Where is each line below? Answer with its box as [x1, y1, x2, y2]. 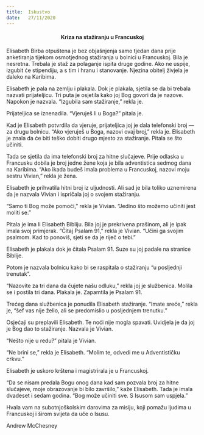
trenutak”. [6, 270, 31, 278]
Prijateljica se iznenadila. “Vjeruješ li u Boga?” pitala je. [6, 109, 144, 117]
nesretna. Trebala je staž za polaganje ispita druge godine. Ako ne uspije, [6, 60, 191, 67]
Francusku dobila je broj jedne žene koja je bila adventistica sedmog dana [6, 159, 192, 167]
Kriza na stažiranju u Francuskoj [60, 34, 144, 41]
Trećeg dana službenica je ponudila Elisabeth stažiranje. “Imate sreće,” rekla [6, 300, 198, 307]
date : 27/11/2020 [6, 15, 56, 21]
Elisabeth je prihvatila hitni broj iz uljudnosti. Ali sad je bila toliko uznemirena [6, 184, 197, 191]
